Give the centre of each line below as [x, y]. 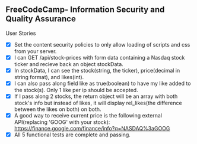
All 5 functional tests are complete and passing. [72, 135]
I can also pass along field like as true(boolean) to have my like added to [102, 83]
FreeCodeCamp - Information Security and [85, 10]
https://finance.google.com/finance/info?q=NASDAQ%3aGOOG [92, 129]
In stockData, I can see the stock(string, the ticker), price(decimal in [97, 70]
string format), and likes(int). [49, 77]
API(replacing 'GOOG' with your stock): [62, 122]
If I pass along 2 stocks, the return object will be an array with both [96, 96]
